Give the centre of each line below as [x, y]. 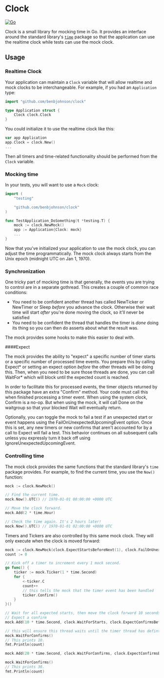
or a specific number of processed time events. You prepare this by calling [80, 362]
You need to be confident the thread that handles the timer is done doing [85, 323]
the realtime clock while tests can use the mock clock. [60, 42]
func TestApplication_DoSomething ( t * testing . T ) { [58, 221]
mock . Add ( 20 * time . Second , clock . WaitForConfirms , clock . [66, 653]
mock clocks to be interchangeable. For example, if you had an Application [81, 87]
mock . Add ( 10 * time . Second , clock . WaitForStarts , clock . [64, 622]
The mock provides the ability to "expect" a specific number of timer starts [80, 356]
